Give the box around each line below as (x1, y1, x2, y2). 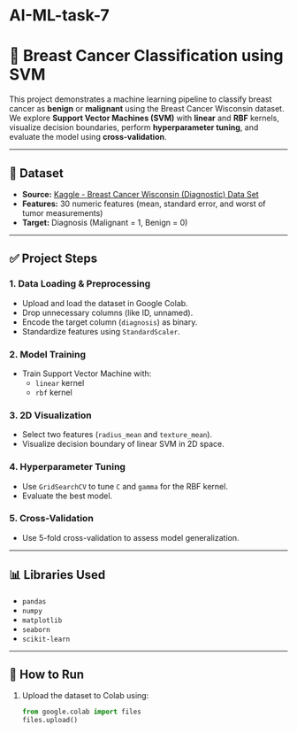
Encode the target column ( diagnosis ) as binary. (21, 316, 198, 327)
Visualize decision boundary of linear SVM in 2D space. (21, 439, 225, 450)
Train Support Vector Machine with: (21, 368, 152, 379)
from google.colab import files (21, 707, 141, 717)
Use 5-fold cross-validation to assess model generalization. (21, 532, 240, 543)
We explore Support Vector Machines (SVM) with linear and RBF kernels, (9, 112, 280, 124)
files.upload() (21, 716, 79, 725)
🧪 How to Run (9, 667, 85, 682)
